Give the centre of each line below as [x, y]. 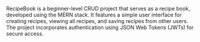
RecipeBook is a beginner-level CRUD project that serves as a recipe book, [98, 9]
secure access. [25, 34]
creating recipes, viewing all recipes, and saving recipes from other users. [97, 21]
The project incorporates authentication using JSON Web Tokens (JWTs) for [100, 27]
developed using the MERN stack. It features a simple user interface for [94, 15]
